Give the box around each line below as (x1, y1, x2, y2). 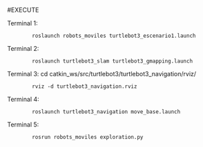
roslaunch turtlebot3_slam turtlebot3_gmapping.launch (32, 58, 193, 65)
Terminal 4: (7, 95, 39, 103)
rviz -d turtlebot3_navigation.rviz (32, 83, 137, 90)
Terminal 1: (7, 19, 38, 27)
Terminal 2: (7, 45, 39, 52)
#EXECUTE (7, 6, 39, 14)
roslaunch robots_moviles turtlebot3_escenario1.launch (32, 32, 196, 39)
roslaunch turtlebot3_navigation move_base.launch (32, 109, 181, 115)
